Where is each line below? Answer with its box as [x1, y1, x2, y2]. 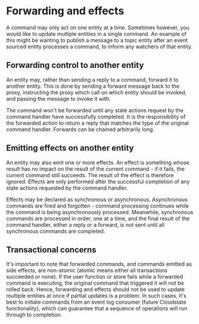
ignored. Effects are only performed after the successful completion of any [6, 178, 190, 185]
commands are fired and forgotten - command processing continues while [6, 202, 189, 209]
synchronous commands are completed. [6, 227, 105, 234]
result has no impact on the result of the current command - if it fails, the [6, 165, 185, 172]
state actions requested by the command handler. [6, 184, 128, 192]
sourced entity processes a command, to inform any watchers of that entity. [6, 43, 192, 50]
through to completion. [6, 311, 63, 319]
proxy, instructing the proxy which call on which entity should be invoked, [6, 88, 187, 96]
